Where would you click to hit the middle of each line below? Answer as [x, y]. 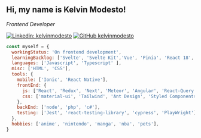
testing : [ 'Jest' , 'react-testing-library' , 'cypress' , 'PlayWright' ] [107, 113]
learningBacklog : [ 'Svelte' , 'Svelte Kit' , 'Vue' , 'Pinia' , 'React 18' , [103, 58]
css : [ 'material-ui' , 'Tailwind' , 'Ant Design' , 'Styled [95, 96]
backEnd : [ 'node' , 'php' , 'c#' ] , [59, 107]
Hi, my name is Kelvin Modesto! [66, 10]
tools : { [22, 74]
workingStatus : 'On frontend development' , [66, 52]
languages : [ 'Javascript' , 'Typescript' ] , [66, 63]
